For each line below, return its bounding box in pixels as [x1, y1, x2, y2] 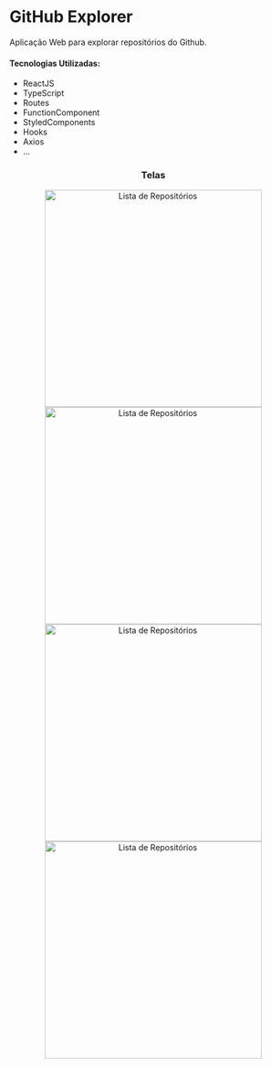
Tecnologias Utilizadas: [9, 58, 100, 69]
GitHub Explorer [9, 6, 134, 27]
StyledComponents [22, 117, 96, 128]
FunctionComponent [22, 107, 100, 118]
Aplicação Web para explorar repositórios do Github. [9, 37, 207, 48]
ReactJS [22, 78, 55, 89]
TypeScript [22, 88, 65, 99]
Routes [22, 98, 50, 109]
